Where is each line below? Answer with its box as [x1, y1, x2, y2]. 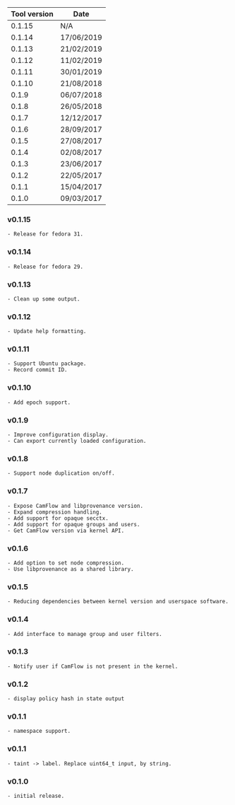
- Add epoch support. [7, 399, 71, 406]
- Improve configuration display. [7, 432, 109, 439]
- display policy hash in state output [7, 695, 125, 702]
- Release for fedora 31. [7, 231, 83, 238]
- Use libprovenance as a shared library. [7, 565, 134, 572]
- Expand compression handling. [7, 509, 102, 516]
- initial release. [7, 792, 65, 800]
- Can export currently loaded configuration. [7, 438, 147, 445]
